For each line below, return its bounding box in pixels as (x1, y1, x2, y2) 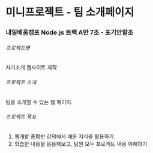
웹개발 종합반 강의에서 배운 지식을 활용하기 (14, 133, 115, 140)
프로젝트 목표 (5, 113, 37, 120)
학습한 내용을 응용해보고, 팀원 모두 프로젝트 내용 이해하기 (14, 140, 148, 147)
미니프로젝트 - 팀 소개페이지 (5, 5, 134, 19)
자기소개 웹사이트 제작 (5, 64, 58, 71)
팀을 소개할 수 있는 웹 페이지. (5, 98, 73, 105)
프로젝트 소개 (5, 78, 37, 85)
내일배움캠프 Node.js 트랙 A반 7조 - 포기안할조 (5, 28, 134, 36)
